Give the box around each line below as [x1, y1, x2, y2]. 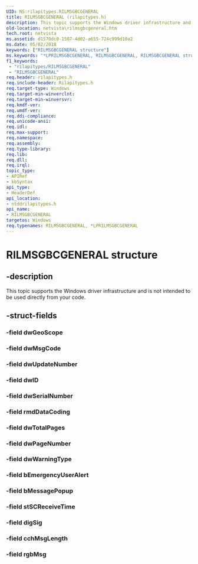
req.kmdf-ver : [6, 102, 41, 108]
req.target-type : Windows [6, 86, 70, 92]
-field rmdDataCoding [6, 407, 71, 416]
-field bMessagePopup [6, 487, 74, 495]
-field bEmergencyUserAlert [6, 471, 89, 479]
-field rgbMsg [6, 550, 47, 558]
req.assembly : [6, 140, 41, 146]
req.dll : [6, 157, 28, 163]
